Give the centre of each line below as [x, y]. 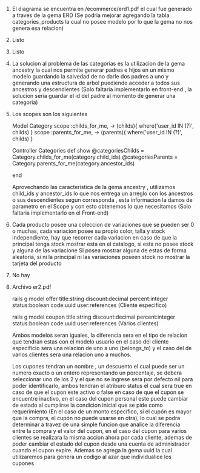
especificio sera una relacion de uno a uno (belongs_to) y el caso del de [102, 348]
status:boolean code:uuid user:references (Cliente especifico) [89, 305]
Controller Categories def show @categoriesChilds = [78, 150]
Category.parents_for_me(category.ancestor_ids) [73, 163]
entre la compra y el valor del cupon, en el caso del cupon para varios [99, 431]
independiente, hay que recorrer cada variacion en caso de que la [94, 237]
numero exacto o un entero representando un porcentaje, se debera [97, 373]
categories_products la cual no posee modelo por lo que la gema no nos [102, 22]
